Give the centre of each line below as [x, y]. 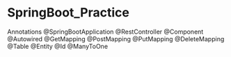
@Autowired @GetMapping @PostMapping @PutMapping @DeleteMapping [116, 38]
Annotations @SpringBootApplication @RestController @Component [105, 32]
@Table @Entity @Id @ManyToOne [58, 46]
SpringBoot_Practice [69, 13]
